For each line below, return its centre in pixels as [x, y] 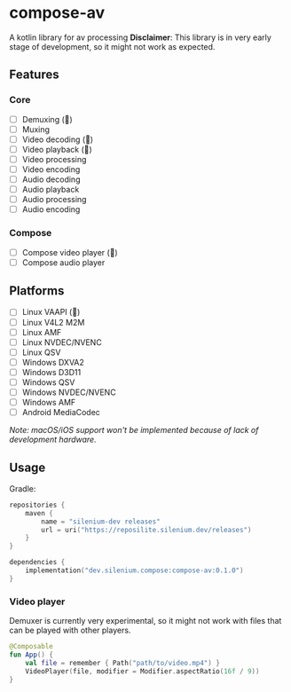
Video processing [54, 159]
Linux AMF [42, 332]
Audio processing [54, 200]
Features [34, 75]
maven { [39, 513]
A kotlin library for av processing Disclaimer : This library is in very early [141, 37]
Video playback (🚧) [57, 149]
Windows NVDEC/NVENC [69, 392]
